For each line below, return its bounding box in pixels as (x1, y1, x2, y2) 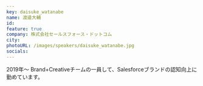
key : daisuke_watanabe (6, 8, 64, 15)
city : (6, 37, 20, 43)
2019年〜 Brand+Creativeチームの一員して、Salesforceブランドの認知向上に (6, 65, 198, 73)
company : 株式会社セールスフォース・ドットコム (6, 31, 112, 38)
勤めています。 (6, 73, 44, 81)
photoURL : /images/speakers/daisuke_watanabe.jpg (6, 43, 135, 49)
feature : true (6, 25, 43, 32)
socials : (6, 48, 29, 55)
